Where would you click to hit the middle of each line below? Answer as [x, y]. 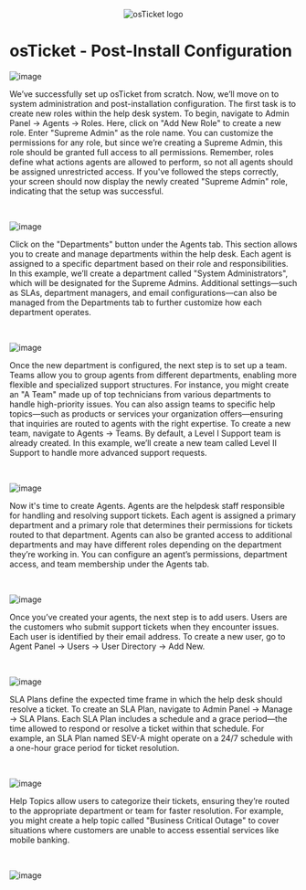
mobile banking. [40, 840]
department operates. [50, 312]
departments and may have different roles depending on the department [146, 545]
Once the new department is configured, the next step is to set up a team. [148, 365]
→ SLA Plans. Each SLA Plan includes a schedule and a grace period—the [148, 718]
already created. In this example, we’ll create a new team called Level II [143, 442]
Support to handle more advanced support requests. [108, 452]
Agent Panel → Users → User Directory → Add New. [107, 646]
